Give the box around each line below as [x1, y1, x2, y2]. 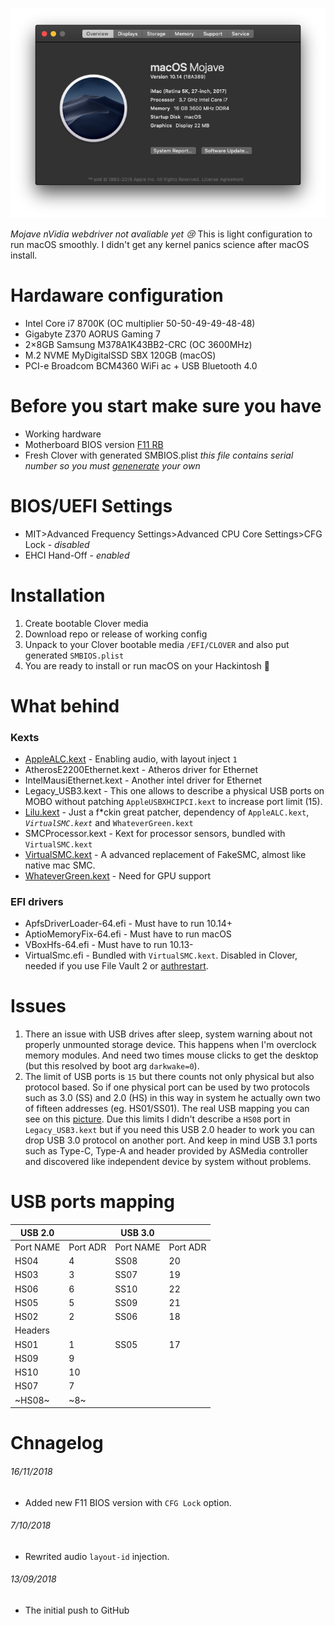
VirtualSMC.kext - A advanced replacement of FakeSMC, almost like [24, 848, 307, 860]
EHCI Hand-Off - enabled [24, 549, 130, 561]
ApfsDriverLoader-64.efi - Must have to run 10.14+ [24, 918, 233, 930]
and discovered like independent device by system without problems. [24, 1156, 312, 1168]
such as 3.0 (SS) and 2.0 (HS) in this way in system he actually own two [24, 1092, 321, 1104]
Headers [14, 1324, 50, 1337]
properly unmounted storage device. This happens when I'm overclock [24, 1039, 317, 1051]
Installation [10, 584, 106, 607]
